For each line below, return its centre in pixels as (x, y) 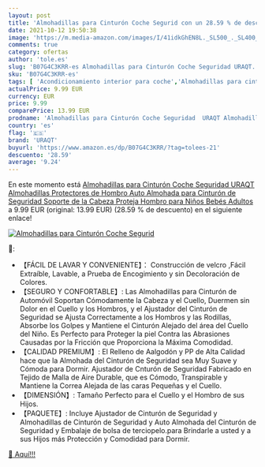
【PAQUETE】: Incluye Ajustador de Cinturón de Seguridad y (118, 413)
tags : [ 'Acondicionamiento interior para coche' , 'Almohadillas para (125, 81)
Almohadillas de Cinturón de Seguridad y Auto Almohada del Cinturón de (138, 422)
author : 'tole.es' (38, 60)
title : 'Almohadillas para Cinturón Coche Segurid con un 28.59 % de (125, 23)
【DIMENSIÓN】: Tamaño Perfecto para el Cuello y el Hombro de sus (132, 395)
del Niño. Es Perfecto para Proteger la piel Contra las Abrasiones (125, 334)
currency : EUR (32, 96)
